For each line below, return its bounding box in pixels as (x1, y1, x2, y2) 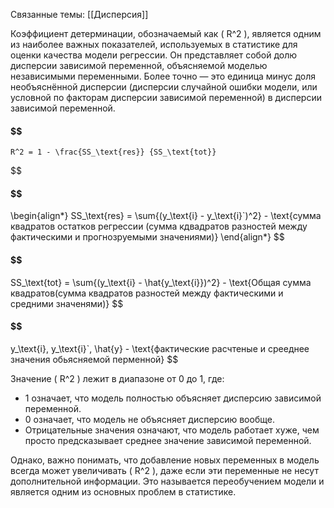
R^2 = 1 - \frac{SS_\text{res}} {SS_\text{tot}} (10, 147, 217, 158)
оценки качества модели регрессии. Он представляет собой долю (10, 49, 298, 61)
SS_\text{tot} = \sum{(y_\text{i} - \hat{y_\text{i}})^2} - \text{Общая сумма (10, 276, 312, 288)
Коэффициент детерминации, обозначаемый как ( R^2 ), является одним (10, 28, 322, 39)
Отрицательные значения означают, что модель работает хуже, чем (24, 424, 320, 436)
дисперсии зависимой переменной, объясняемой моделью (10, 60, 268, 71)
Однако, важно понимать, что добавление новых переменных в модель (10, 454, 320, 466)
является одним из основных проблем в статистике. (10, 485, 237, 498)
